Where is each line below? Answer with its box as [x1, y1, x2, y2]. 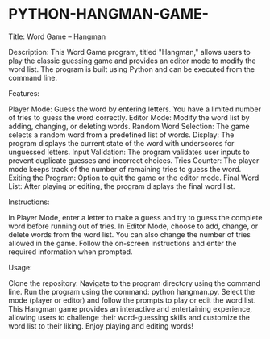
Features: [8, 88, 40, 98]
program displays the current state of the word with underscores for [8, 138, 235, 148]
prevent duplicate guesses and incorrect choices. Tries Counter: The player [8, 155, 260, 165]
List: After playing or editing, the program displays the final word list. [8, 181, 235, 190]
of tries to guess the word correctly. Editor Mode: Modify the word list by [8, 112, 250, 122]
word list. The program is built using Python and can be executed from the [8, 64, 255, 73]
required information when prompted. [8, 247, 133, 257]
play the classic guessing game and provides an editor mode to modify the [8, 56, 256, 65]
